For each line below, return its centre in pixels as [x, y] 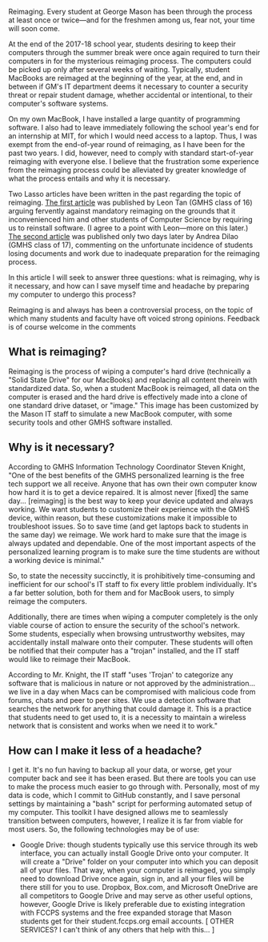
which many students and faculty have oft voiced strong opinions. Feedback [134, 318]
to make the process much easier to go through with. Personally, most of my [134, 787]
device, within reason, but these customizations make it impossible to [123, 517]
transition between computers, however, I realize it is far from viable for [126, 821]
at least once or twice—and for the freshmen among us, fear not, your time [132, 20]
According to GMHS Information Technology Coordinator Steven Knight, [127, 466]
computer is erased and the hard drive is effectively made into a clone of [128, 397]
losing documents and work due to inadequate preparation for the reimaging [134, 253]
